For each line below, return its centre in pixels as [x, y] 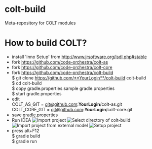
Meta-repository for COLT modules [40, 23]
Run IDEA [21, 120]
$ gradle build [26, 136]
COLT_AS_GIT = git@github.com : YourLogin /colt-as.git [67, 104]
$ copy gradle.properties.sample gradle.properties [63, 88]
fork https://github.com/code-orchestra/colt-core [62, 67]
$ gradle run [24, 141]
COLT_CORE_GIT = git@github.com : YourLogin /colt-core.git [72, 109]
